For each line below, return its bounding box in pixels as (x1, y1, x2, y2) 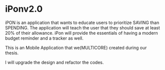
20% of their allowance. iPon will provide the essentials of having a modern (5, 30, 159, 36)
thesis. (5, 50, 19, 56)
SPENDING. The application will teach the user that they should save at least (5, 24, 160, 30)
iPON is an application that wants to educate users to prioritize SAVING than (5, 20, 159, 25)
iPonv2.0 (5, 3, 43, 15)
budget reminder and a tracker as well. (5, 35, 84, 41)
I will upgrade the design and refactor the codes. (5, 59, 104, 65)
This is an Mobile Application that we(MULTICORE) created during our (5, 45, 147, 50)
